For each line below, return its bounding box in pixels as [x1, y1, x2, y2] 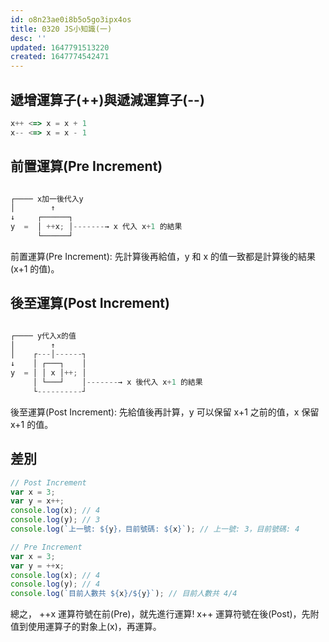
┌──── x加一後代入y [10, 194, 84, 204]
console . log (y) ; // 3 [10, 515, 101, 525]
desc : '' [10, 33, 47, 43]
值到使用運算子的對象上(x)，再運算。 [10, 621, 162, 633]
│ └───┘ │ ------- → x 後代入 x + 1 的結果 [32, 377, 203, 388]
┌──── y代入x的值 [10, 331, 77, 341]
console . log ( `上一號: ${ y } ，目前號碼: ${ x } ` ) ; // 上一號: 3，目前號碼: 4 [10, 524, 300, 534]
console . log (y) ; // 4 [10, 579, 101, 590]
